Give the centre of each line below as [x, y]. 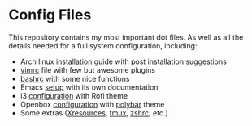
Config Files [50, 15]
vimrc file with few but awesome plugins [88, 69]
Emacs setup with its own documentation [89, 87]
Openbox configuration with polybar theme [92, 104]
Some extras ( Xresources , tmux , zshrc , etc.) [94, 113]
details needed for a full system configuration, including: [103, 45]
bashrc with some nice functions [75, 78]
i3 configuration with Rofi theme [74, 95]
